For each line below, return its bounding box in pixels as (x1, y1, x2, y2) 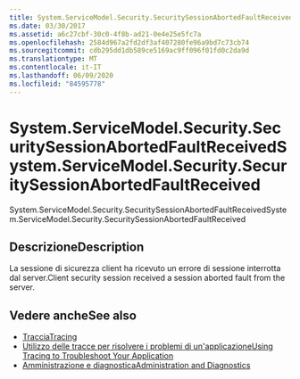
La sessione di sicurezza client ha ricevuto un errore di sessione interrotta (9, 263, 281, 274)
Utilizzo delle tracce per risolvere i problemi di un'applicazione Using (21, 341, 274, 352)
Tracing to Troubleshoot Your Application (21, 350, 174, 361)
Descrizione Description (9, 239, 145, 254)
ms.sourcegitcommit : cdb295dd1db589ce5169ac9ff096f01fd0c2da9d (9, 46, 250, 55)
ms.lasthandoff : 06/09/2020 (9, 71, 114, 80)
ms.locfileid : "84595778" (9, 79, 105, 88)
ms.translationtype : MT (9, 54, 98, 63)
